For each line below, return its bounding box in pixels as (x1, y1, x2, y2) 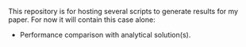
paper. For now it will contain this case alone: (8, 15, 156, 24)
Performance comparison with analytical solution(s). (19, 31, 191, 39)
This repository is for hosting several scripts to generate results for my (8, 7, 239, 16)
